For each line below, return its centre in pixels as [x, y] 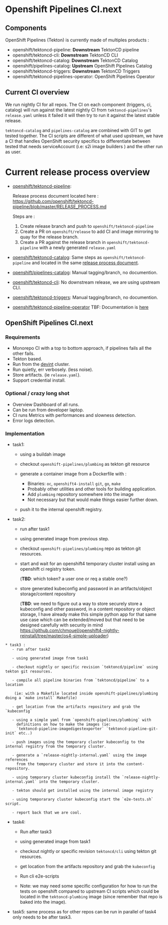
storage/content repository [48, 594]
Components [26, 28]
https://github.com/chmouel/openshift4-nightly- [69, 631]
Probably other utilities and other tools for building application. [92, 489]
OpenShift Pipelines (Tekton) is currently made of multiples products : [77, 40]
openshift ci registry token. [48, 569]
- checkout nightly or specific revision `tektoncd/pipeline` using [85, 667]
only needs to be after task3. [42, 917]
